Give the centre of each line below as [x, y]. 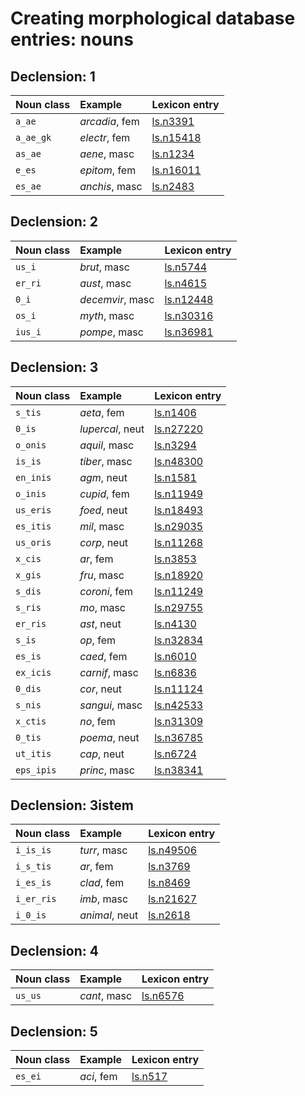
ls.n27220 [179, 429]
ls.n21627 [173, 899]
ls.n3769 [169, 867]
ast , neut [100, 624]
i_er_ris [36, 899]
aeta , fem [102, 412]
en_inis [33, 477]
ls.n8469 [169, 883]
